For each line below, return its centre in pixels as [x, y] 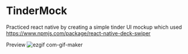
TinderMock [37, 11]
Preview [16, 45]
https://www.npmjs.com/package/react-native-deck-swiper [78, 33]
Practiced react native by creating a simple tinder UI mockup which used [94, 27]
